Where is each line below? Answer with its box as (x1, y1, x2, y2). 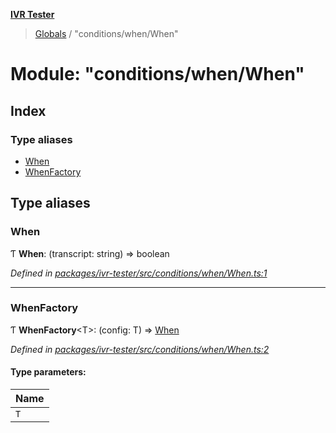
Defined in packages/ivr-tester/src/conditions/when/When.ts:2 (10, 343, 270, 355)
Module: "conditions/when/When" (10, 63, 305, 86)
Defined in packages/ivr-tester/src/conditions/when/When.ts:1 (10, 267, 268, 279)
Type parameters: (10, 366, 87, 378)
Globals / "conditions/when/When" (34, 28, 179, 39)
